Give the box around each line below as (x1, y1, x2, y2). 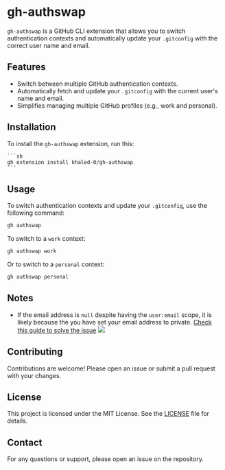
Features (7, 61, 46, 73)
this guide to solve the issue (16, 326, 97, 334)
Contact (7, 436, 43, 448)
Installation (7, 121, 56, 133)
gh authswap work (7, 248, 57, 255)
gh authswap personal (7, 274, 69, 281)
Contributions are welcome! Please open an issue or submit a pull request (7, 364, 216, 373)
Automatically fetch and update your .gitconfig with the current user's (16, 86, 218, 95)
